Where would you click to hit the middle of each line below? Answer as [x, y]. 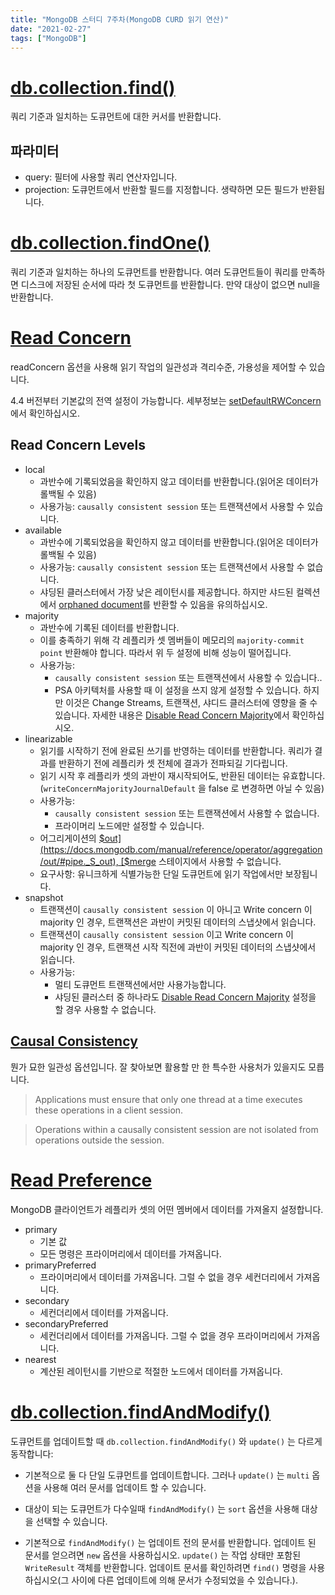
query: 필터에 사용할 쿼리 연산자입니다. [101, 177]
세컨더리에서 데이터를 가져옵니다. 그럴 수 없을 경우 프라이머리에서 [166, 1335]
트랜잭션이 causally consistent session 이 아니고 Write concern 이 [176, 909]
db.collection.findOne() [110, 243]
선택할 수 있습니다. [71, 1521]
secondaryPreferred [66, 1323]
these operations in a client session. [109, 1110]
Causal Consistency [74, 1041]
